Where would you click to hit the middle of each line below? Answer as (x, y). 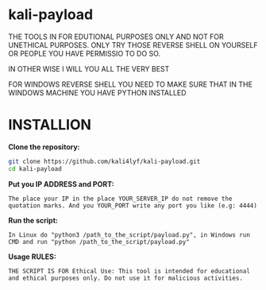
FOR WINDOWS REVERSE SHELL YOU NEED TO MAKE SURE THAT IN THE (130, 84)
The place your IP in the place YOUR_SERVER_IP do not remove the (120, 199)
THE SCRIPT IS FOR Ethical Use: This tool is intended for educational (129, 271)
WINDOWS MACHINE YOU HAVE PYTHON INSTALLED (97, 92)
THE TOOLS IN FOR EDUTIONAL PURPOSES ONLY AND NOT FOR (116, 37)
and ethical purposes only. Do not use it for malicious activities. (126, 278)
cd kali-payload (35, 168)
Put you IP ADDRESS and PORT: (61, 184)
